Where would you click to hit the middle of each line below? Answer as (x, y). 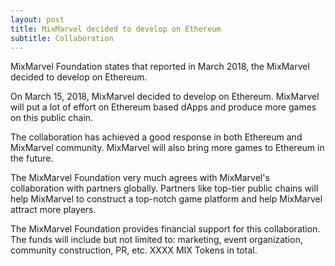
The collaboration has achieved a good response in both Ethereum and (156, 137)
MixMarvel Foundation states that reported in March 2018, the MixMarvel (160, 67)
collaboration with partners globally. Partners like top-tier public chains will (164, 188)
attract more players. (53, 210)
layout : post (37, 19)
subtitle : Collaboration (62, 38)
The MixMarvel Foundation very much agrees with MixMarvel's (140, 178)
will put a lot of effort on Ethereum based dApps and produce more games (163, 107)
